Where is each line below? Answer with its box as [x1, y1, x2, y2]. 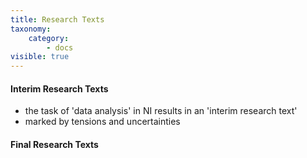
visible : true [10, 52, 70, 62]
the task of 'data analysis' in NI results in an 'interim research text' [24, 105, 298, 117]
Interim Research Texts [10, 82, 109, 95]
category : [28, 33, 70, 43]
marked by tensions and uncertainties [24, 116, 181, 128]
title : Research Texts [10, 14, 105, 25]
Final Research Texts [10, 138, 99, 150]
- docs [46, 42, 74, 53]
